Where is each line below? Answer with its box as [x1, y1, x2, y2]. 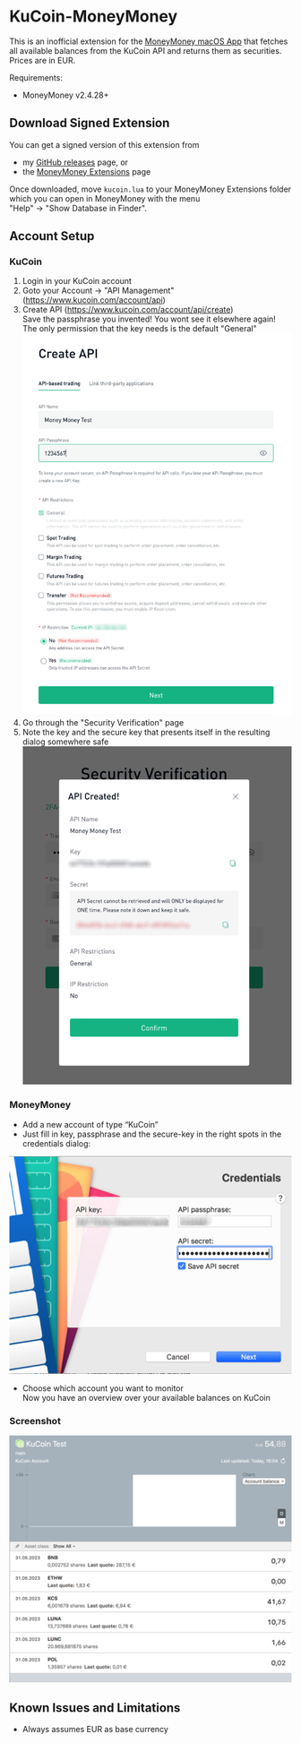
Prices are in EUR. [9, 55, 76, 65]
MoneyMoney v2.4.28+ [21, 90, 109, 100]
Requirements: [9, 72, 63, 82]
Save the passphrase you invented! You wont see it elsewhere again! [21, 313, 276, 324]
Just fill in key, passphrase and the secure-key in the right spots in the [21, 1129, 282, 1139]
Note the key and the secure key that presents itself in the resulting [21, 727, 271, 738]
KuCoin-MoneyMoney [9, 6, 178, 27]
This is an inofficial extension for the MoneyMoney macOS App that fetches [9, 36, 288, 47]
